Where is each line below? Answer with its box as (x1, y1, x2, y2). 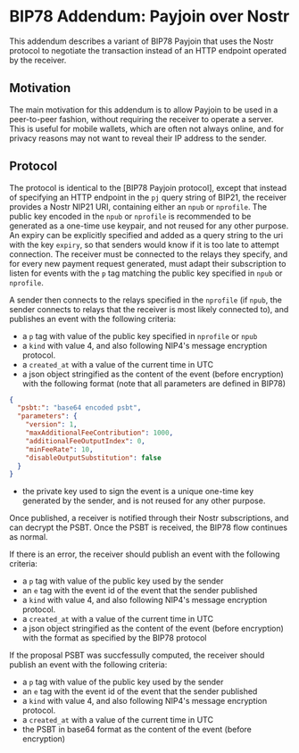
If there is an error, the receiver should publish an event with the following (9, 549, 280, 559)
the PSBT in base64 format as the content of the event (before (21, 724, 253, 735)
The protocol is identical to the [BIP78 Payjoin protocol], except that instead (9, 182, 287, 193)
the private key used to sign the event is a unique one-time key (21, 486, 254, 497)
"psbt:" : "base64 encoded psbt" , (17, 403, 142, 412)
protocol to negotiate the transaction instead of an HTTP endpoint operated (9, 45, 287, 55)
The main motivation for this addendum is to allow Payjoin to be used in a (9, 104, 278, 115)
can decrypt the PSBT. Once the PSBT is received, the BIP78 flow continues (9, 522, 288, 533)
